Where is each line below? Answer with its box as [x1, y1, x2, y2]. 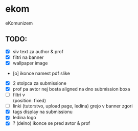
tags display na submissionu [12, 108, 73, 115]
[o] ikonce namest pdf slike [12, 70, 70, 76]
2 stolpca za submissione [12, 80, 66, 86]
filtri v [12, 92, 26, 98]
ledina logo [12, 115, 37, 121]
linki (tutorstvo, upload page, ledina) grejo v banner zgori [12, 103, 133, 109]
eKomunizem [5, 20, 33, 26]
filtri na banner [12, 54, 44, 60]
